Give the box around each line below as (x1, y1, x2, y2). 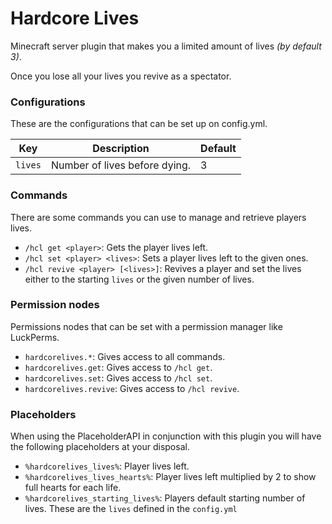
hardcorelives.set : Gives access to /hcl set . (24, 372, 213, 384)
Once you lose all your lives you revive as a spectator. (10, 70, 232, 82)
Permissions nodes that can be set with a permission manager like (10, 320, 283, 332)
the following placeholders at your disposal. (10, 441, 190, 453)
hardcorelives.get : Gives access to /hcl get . (24, 361, 213, 373)
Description (92, 142, 150, 156)
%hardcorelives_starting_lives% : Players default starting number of (24, 492, 306, 504)
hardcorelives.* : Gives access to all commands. (24, 350, 226, 362)
